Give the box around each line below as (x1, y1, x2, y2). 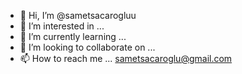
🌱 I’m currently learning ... (19, 31, 127, 42)
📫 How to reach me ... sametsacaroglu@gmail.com (19, 53, 233, 64)
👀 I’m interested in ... (19, 20, 105, 32)
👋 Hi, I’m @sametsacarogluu (19, 10, 137, 21)
